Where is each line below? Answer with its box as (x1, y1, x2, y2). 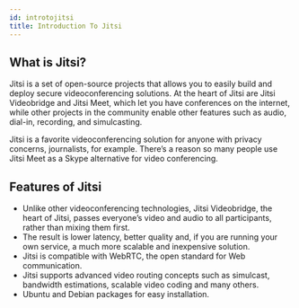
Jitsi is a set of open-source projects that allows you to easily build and (9, 78, 272, 90)
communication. (22, 260, 83, 271)
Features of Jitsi (9, 179, 101, 194)
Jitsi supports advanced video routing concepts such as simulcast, (22, 270, 270, 281)
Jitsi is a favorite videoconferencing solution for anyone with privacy (9, 134, 262, 145)
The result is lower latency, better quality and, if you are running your (22, 232, 278, 242)
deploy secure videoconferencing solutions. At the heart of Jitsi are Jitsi (9, 88, 276, 99)
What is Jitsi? (9, 55, 87, 70)
